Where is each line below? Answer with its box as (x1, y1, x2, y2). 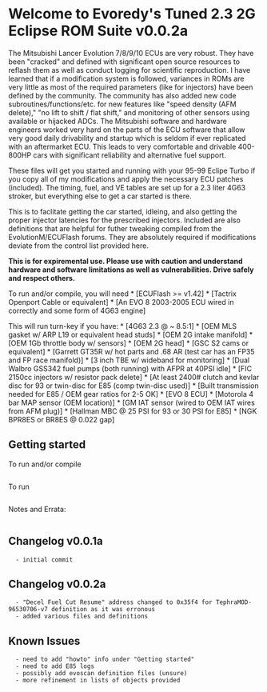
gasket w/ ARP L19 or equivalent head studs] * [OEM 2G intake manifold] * (8, 330, 253, 339)
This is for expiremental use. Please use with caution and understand (8, 256, 243, 266)
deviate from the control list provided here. (8, 241, 149, 250)
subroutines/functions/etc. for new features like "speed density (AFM (8, 99, 237, 109)
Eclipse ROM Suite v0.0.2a (8, 22, 189, 40)
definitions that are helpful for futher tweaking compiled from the (8, 223, 222, 233)
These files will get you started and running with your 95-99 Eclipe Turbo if (8, 166, 256, 175)
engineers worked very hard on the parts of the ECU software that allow (8, 125, 245, 134)
